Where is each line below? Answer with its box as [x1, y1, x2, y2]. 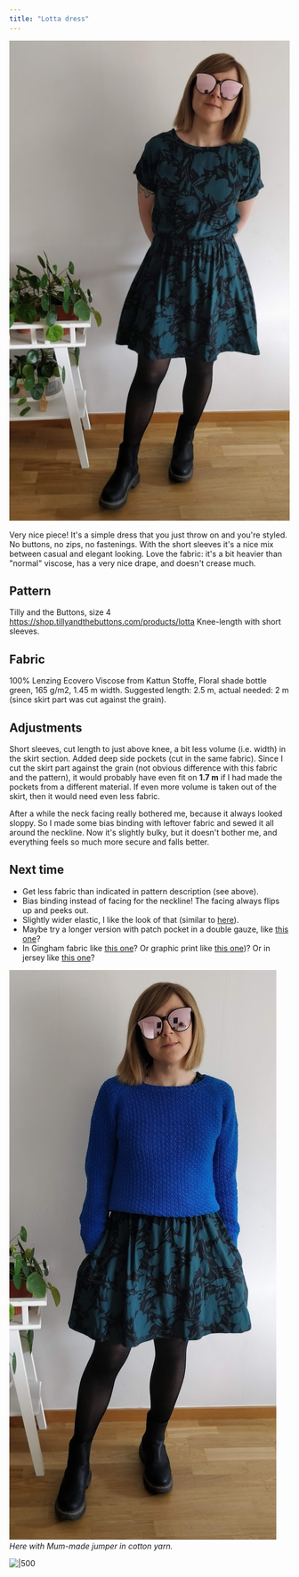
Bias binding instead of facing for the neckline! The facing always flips [21, 895, 280, 906]
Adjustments [9, 720, 83, 735]
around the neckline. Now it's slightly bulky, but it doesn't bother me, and [9, 828, 278, 838]
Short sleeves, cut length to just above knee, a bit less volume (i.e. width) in [9, 744, 287, 755]
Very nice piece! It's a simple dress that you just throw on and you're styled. [9, 530, 287, 540]
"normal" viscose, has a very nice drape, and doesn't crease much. [9, 557, 256, 569]
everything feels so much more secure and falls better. [9, 837, 210, 847]
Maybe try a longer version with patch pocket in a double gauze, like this [21, 924, 289, 934]
